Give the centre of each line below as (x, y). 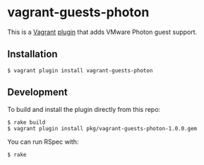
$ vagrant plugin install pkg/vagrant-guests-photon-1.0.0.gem (102, 128)
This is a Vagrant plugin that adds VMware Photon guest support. (102, 32)
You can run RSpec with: (43, 142)
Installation (32, 54)
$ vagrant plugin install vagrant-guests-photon (80, 70)
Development (38, 92)
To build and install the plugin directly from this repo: (84, 109)
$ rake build (26, 122)
